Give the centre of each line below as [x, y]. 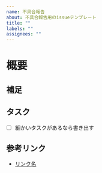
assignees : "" [24, 34]
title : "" [19, 23]
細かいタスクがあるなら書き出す [54, 127]
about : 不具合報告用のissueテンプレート [52, 17]
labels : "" [20, 29]
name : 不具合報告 [25, 12]
